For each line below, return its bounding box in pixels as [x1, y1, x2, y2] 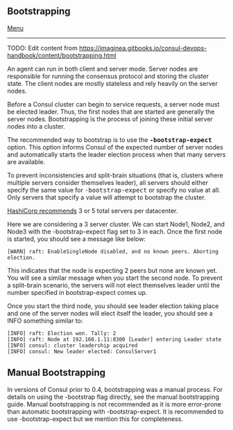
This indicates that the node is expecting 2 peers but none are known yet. [7, 266, 218, 274]
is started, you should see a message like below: [7, 235, 146, 243]
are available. [7, 157, 46, 165]
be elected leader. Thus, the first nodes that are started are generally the [7, 107, 215, 116]
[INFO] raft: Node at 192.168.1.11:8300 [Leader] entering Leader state [7, 336, 222, 343]
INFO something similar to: [7, 316, 83, 325]
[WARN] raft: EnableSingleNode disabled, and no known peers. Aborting [7, 248, 218, 255]
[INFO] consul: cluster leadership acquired [7, 342, 138, 349]
